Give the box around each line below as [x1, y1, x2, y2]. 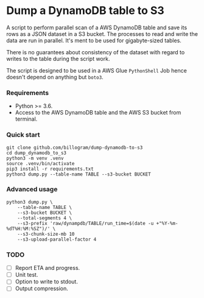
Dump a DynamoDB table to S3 [6, 4, 164, 18]
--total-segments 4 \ [17, 215, 72, 221]
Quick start [6, 130, 41, 139]
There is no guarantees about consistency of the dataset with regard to [6, 48, 185, 55]
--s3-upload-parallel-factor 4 [17, 236, 97, 243]
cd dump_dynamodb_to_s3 [6, 150, 67, 156]
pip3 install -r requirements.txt [6, 166, 94, 172]
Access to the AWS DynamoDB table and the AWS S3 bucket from [15, 109, 181, 116]
